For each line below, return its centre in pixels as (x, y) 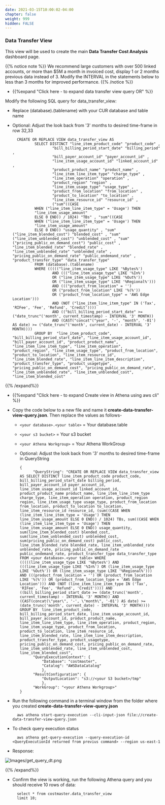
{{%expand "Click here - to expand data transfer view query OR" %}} (83, 91)
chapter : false (21, 14)
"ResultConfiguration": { (59, 674)
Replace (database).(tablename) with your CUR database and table (80, 110)
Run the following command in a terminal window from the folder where (85, 701)
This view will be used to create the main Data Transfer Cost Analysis (76, 51)
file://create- (143, 715)
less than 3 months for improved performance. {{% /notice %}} (69, 82)
